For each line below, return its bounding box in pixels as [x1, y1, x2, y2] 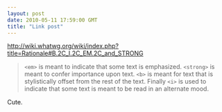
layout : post [7, 10, 45, 17]
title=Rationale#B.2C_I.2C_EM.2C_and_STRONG [7, 49, 144, 57]
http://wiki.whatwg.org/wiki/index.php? [7, 42, 119, 50]
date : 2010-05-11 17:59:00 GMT [7, 17, 98, 24]
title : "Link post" [7, 23, 64, 30]
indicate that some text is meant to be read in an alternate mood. [24, 84, 210, 93]
